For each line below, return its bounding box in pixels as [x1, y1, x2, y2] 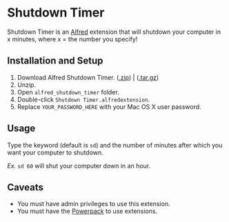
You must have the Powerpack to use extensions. [17, 207, 157, 215]
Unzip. [17, 81, 37, 89]
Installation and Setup [7, 55, 103, 67]
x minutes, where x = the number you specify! [7, 34, 138, 43]
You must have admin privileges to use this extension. [17, 200, 170, 208]
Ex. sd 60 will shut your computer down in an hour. [7, 161, 151, 170]
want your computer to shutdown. [7, 148, 103, 157]
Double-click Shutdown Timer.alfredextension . [17, 95, 150, 103]
